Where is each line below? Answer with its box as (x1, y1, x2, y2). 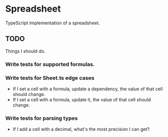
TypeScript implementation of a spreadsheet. (5, 20, 100, 26)
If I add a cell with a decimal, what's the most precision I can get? (12, 126, 150, 132)
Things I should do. (5, 48, 46, 54)
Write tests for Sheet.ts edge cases (5, 74, 95, 81)
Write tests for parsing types (5, 115, 78, 122)
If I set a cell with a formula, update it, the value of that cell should (12, 96, 151, 102)
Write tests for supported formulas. (5, 60, 95, 67)
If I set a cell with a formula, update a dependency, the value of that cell (12, 86, 163, 92)
